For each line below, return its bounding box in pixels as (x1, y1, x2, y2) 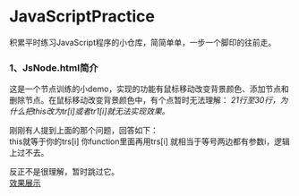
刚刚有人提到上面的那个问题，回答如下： (9, 125, 158, 136)
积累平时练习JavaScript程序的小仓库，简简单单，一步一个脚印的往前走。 (9, 37, 277, 47)
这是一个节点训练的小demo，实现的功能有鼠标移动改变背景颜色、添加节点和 (9, 83, 289, 95)
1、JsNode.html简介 (9, 61, 98, 73)
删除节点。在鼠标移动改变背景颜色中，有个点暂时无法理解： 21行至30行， (9, 95, 280, 106)
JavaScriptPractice (9, 6, 155, 27)
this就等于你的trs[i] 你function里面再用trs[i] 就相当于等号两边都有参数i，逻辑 (9, 136, 290, 147)
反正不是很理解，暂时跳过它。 (9, 166, 119, 177)
